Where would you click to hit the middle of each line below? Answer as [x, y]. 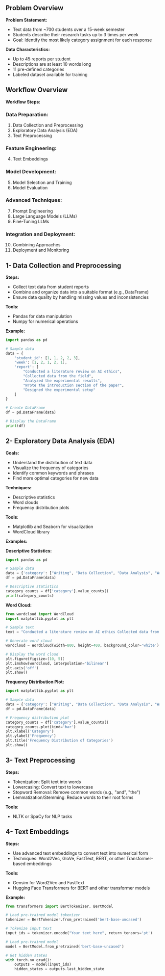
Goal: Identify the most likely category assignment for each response [82, 40]
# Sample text [20, 628]
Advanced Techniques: [34, 200]
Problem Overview [35, 8]
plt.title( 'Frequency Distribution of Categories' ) [59, 740]
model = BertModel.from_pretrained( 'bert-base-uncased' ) [65, 947]
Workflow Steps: [23, 102]
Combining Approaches [36, 245]
